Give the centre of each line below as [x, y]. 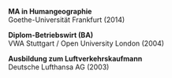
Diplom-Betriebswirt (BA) [51, 35]
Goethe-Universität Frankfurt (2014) [67, 20]
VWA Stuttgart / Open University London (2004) [86, 43]
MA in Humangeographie [50, 11]
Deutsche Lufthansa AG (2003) [59, 67]
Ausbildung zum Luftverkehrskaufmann [75, 59]
